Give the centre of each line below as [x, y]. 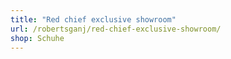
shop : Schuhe [37, 38]
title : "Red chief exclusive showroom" [93, 19]
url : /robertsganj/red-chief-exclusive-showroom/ [116, 29]
